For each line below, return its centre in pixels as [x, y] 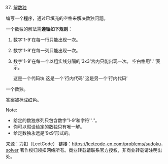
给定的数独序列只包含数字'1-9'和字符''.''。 [56, 120]
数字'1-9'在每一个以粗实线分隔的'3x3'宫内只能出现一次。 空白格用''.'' [85, 61]
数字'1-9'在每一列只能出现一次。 [47, 50]
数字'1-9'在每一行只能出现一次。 [47, 40]
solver [12, 150]
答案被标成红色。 [24, 100]
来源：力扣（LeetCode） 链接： [39, 144]
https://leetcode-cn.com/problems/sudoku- [117, 144]
